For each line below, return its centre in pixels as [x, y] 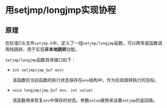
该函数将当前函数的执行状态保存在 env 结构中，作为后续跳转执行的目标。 [86, 80]
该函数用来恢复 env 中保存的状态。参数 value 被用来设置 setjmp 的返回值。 [85, 100]
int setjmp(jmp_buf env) [38, 70]
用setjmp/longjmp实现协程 [61, 10]
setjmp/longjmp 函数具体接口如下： [41, 60]
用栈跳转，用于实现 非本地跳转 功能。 [42, 49]
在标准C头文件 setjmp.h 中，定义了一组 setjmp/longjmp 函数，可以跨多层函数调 [84, 43]
